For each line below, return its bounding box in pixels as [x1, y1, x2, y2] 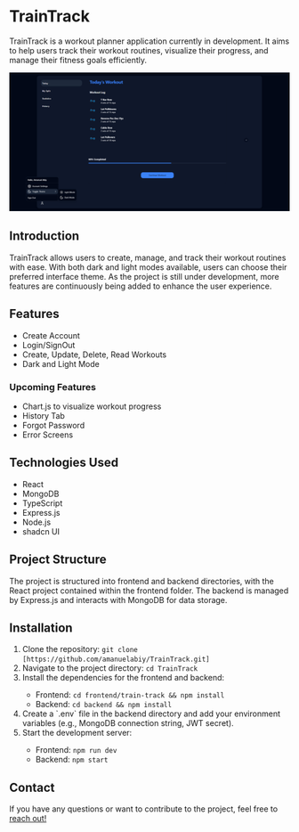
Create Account [21, 330, 80, 340]
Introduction [9, 229, 80, 244]
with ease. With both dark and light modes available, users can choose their [9, 261, 287, 273]
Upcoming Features [9, 380, 96, 393]
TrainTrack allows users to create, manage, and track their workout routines [9, 252, 287, 263]
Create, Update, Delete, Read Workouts [21, 349, 167, 360]
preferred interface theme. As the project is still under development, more [9, 271, 279, 281]
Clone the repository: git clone [21, 644, 138, 655]
